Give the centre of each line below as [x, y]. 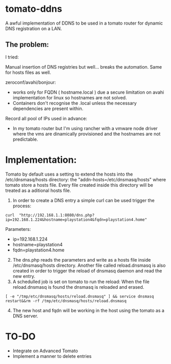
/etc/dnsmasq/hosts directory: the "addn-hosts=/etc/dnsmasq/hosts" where [86, 179]
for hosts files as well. [28, 72]
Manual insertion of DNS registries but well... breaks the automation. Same [84, 67]
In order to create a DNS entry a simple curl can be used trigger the [83, 200]
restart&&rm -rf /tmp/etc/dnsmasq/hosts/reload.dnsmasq [66, 301]
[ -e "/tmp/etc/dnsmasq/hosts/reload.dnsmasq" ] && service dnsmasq [80, 296]
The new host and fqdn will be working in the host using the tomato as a [89, 310]
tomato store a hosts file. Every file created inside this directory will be [79, 185]
